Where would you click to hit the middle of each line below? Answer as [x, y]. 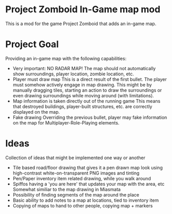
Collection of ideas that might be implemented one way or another [75, 158]
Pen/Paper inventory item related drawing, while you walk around [82, 178]
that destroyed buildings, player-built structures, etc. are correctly [82, 106]
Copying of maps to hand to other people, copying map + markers [83, 205]
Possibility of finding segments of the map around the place [76, 195]
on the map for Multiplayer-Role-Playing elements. [66, 123]
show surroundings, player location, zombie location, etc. [73, 74]
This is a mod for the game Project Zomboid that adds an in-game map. [81, 24]
